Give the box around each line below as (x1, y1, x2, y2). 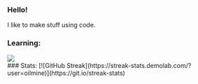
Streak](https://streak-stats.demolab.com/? (66, 61, 192, 69)
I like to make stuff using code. (7, 21, 96, 29)
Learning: (7, 38, 41, 48)
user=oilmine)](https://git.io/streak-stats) (7, 69, 126, 77)
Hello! (7, 5, 28, 15)
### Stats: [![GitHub (7, 61, 65, 69)
